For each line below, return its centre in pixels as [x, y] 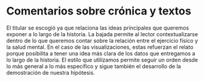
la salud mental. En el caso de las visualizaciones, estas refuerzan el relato [100, 47]
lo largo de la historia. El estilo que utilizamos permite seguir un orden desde [102, 60]
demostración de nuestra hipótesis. [51, 72]
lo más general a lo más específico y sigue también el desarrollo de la [94, 66]
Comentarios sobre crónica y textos [99, 11]
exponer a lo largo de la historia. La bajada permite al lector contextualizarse [102, 34]
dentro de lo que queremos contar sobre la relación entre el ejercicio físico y [102, 40]
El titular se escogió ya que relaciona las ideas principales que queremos [98, 28]
